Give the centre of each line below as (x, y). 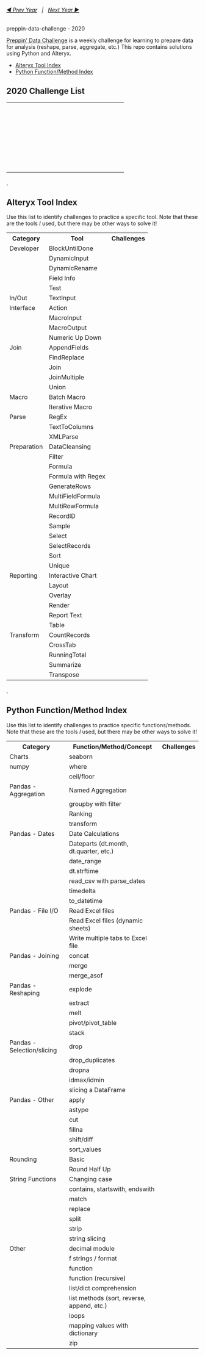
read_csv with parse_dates (107, 881)
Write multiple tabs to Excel (108, 938)
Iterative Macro (70, 407)
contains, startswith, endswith (112, 1189)
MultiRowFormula (74, 506)
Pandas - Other (32, 1099)
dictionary (84, 1333)
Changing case (91, 1179)
